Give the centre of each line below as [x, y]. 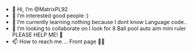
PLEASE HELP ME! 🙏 [37, 35]
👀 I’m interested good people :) [50, 16]
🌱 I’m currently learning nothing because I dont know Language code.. [99, 22]
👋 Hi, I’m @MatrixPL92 [40, 9]
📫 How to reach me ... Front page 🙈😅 [59, 41]
